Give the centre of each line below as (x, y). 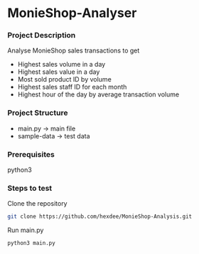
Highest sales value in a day (59, 72)
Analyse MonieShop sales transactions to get (74, 50)
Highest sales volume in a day (61, 65)
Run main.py (26, 230)
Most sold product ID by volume (64, 79)
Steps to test (30, 188)
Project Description (42, 35)
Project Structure (38, 113)
